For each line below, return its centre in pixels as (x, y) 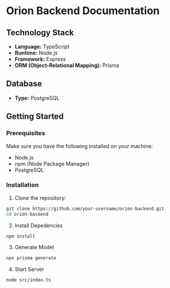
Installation (23, 185)
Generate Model (34, 247)
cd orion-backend (27, 214)
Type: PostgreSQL (37, 98)
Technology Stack (40, 33)
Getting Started (35, 117)
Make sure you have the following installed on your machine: (79, 146)
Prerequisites (26, 133)
